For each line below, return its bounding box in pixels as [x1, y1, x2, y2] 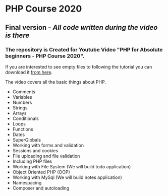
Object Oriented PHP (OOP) [12, 169, 70, 175]
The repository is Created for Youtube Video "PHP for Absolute [5, 46, 163, 53]
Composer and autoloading [12, 185, 70, 191]
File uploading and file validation [12, 153, 80, 159]
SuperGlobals [12, 137, 41, 143]
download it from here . [5, 69, 53, 75]
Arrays [12, 110, 27, 116]
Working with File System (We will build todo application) [12, 163, 131, 169]
